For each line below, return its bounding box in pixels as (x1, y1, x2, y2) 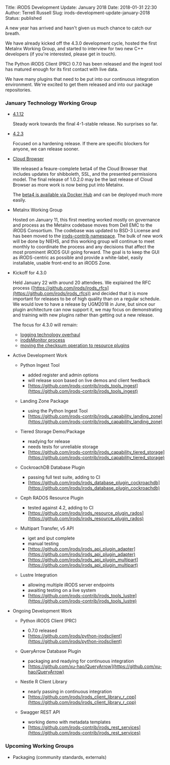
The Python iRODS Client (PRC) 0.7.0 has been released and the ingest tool (5, 61, 162, 67)
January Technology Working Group (5, 99, 97, 106)
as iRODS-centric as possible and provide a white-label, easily (12, 254, 143, 261)
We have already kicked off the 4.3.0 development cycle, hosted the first (5, 40, 157, 46)
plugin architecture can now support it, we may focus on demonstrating (12, 307, 162, 313)
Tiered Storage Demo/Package (20, 429, 85, 435)
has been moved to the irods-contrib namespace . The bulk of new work (12, 233, 163, 239)
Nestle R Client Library (20, 679, 67, 685)
